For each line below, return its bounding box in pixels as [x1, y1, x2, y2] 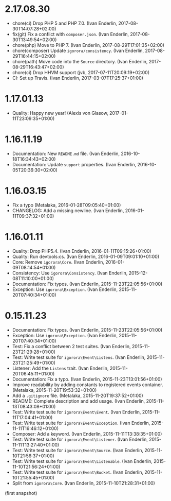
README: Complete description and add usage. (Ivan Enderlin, [12, 398, 145, 404]
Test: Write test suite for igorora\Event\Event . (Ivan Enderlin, [12, 409, 141, 415]
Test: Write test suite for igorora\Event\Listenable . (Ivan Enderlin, [12, 458, 153, 464]
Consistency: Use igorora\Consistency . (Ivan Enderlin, [12, 270, 128, 276]
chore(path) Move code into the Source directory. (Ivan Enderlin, [12, 58, 148, 64]
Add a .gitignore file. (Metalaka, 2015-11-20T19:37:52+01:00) [12, 392, 143, 399]
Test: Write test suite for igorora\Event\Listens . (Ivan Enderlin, [12, 354, 146, 360]
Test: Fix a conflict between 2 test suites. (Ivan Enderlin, [12, 343, 131, 349]
